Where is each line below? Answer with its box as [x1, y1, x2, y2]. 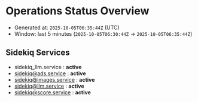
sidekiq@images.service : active [14, 76, 95, 83]
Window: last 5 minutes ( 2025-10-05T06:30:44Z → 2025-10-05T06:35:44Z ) [14, 30, 193, 37]
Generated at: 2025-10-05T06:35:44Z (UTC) [14, 24, 120, 31]
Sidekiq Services [5, 48, 70, 58]
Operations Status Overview [5, 4, 150, 18]
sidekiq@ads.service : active [14, 70, 86, 77]
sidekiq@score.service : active [14, 88, 91, 96]
